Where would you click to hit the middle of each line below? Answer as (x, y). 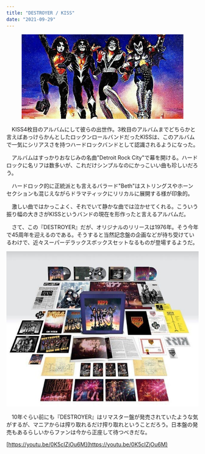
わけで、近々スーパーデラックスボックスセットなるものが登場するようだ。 (105, 243)
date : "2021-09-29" (31, 19)
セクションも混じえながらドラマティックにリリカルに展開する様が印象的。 (100, 194)
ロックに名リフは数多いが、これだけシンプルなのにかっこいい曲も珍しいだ (100, 166)
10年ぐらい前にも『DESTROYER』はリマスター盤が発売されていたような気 (105, 417)
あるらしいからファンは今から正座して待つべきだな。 (84, 432)
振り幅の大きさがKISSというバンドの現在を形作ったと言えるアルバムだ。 (98, 214)
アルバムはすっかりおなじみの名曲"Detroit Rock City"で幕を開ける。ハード (105, 158)
